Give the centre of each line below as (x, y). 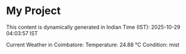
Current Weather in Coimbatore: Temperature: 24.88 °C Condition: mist (93, 45)
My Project (33, 11)
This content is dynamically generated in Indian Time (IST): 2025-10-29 (93, 27)
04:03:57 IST (22, 33)
